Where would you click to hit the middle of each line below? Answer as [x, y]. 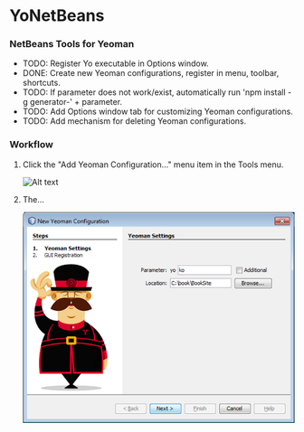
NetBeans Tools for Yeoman [72, 44]
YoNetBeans [57, 16]
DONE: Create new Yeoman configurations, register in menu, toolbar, [151, 73]
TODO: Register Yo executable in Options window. [116, 63]
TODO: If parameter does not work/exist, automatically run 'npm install [154, 92]
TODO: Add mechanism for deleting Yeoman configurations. [134, 121]
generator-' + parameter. [76, 102]
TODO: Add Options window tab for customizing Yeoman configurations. [158, 112]
